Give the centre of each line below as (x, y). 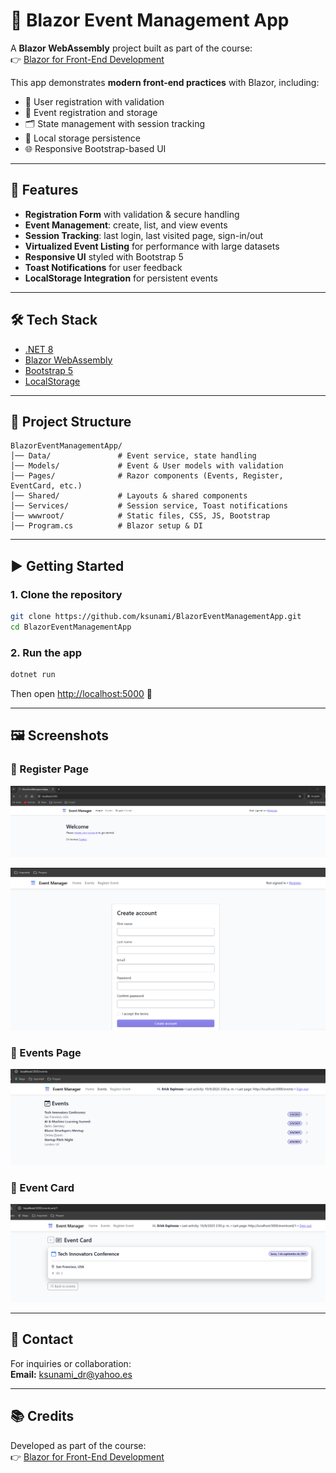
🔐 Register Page (49, 769)
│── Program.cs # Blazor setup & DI (106, 526)
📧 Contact (42, 1339)
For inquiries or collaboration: (71, 1363)
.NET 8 (39, 349)
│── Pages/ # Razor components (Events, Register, (147, 476)
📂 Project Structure (71, 421)
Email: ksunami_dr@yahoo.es (71, 1374)
